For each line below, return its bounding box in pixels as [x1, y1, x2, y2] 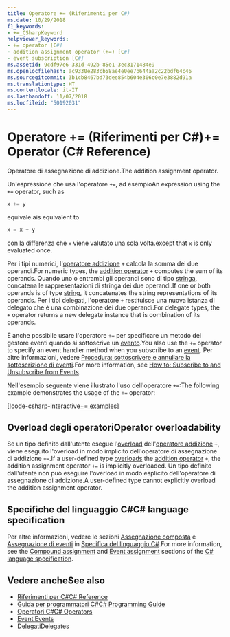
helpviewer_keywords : [7, 36, 69, 43]
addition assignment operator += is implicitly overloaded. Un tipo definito [7, 462, 212, 470]
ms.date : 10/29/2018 [7, 17, 67, 23]
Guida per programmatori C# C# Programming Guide [16, 600, 165, 608]
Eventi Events [16, 615, 54, 623]
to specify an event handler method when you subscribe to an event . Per [7, 345, 213, 354]
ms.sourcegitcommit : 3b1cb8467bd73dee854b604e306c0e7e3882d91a [7, 74, 192, 81]
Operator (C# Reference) [7, 144, 151, 160]
